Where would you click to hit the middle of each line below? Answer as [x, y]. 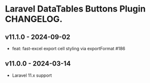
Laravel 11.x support [32, 75]
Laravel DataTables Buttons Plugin [75, 9]
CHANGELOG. [34, 19]
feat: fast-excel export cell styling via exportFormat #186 [68, 48]
